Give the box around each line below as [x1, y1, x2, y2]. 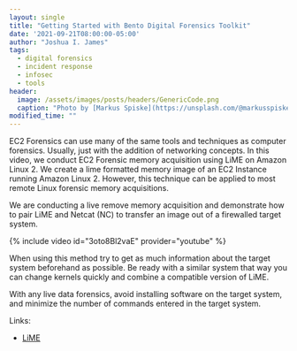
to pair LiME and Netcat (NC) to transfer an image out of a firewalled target [9, 210, 281, 220]
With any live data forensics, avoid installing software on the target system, [9, 289, 283, 300]
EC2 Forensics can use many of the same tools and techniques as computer [9, 136, 286, 147]
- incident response [17, 63, 93, 72]
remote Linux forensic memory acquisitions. [9, 183, 170, 194]
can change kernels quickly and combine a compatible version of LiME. [9, 271, 270, 283]
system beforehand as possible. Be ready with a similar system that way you [9, 263, 288, 273]
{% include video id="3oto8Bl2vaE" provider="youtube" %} [9, 236, 227, 247]
